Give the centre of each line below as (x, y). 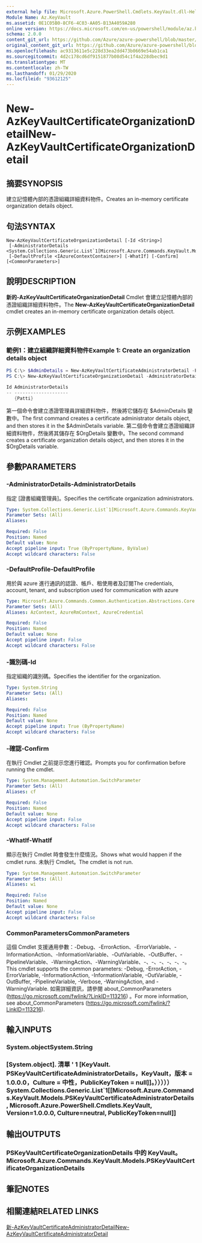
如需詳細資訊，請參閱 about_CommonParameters (111, 989)
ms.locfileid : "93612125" (38, 79)
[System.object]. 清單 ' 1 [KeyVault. (59, 1064)
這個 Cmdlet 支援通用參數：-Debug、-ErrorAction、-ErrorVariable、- (92, 947)
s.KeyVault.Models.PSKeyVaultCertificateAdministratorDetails (100, 1098)
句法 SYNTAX (31, 226)
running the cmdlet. (31, 770)
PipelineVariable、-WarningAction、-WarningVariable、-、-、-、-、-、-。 (98, 962)
